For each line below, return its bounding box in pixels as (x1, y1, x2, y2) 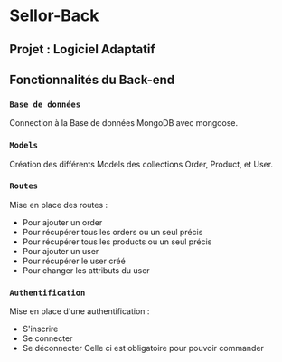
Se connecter (22, 333, 73, 344)
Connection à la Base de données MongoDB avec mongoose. (9, 118, 238, 129)
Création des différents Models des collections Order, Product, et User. (9, 158, 274, 169)
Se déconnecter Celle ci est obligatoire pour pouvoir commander (22, 343, 265, 354)
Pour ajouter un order (22, 216, 103, 227)
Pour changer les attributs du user (22, 264, 151, 276)
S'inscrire (22, 323, 59, 335)
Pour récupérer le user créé (22, 255, 127, 266)
